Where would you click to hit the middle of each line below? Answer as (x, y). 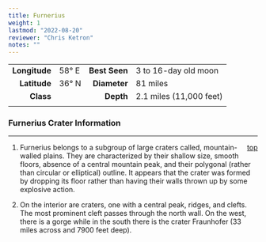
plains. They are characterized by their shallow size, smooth (141, 156)
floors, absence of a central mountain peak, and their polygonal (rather (135, 164)
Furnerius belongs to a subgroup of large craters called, (110, 148)
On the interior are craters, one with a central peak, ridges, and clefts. (133, 205)
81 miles (152, 84)
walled (30, 156)
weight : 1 (25, 23)
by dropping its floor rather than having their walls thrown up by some (133, 181)
